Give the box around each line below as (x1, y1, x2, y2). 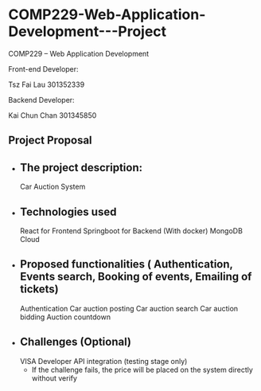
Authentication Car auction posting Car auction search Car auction (19, 303, 239, 313)
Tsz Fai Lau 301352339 (8, 80, 85, 89)
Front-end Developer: (8, 64, 79, 73)
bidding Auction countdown (19, 312, 111, 322)
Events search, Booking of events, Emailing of (19, 270, 252, 283)
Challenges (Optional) (19, 335, 131, 349)
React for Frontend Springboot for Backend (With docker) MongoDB (19, 225, 243, 236)
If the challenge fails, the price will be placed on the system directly (31, 365, 253, 374)
